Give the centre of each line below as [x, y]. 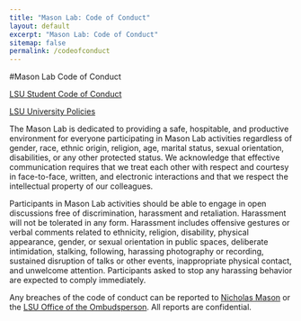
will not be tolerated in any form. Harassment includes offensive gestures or [150, 223]
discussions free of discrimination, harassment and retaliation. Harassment [148, 213]
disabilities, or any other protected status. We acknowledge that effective [145, 157]
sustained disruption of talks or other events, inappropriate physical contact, [150, 261]
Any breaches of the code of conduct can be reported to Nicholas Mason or [150, 298]
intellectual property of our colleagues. [81, 186]
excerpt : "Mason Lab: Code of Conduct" [84, 34]
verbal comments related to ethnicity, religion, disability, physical [129, 232]
